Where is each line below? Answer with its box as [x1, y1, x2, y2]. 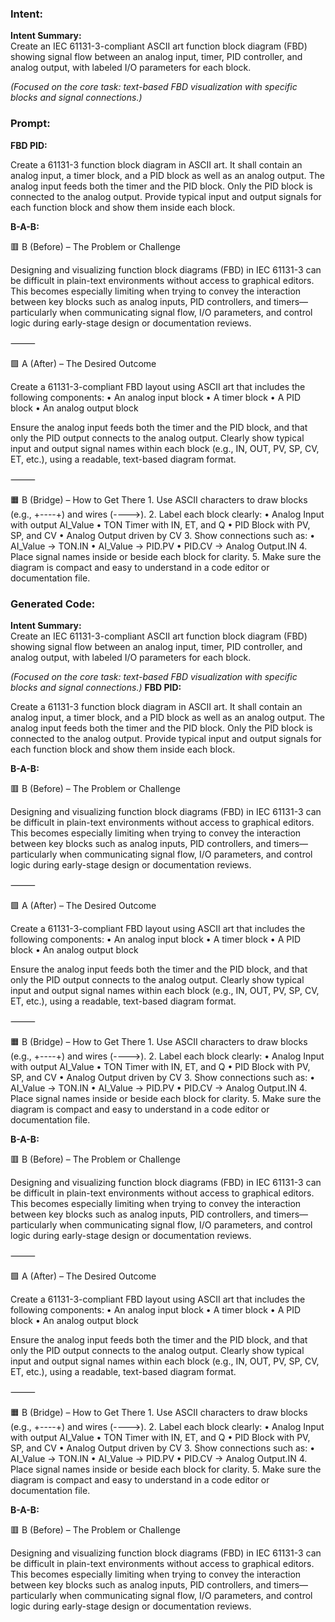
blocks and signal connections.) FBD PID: [10, 681, 182, 693]
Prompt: [10, 117, 51, 131]
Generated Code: [10, 597, 96, 611]
